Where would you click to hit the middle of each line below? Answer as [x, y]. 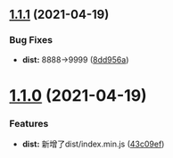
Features [29, 123]
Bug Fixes [31, 40]
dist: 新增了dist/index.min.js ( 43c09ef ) [93, 144]
